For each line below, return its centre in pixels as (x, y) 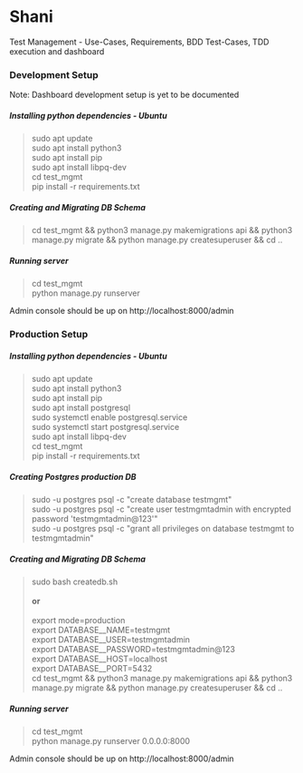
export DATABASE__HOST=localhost (99, 659)
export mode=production (78, 620)
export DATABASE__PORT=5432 (92, 668)
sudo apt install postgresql (81, 408)
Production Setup (49, 335)
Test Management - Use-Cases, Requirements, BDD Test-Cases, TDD (139, 42)
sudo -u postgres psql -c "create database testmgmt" (132, 499)
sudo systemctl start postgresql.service (105, 427)
